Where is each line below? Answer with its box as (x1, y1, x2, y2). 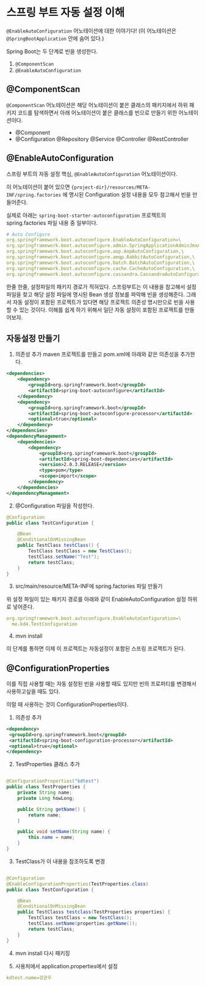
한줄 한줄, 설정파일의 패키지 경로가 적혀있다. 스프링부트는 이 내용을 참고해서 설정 (6, 283, 197, 290)
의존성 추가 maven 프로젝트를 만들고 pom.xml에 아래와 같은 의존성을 (15, 350, 179, 358)
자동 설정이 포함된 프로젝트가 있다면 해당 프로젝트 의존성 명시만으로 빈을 (12, 298, 184, 306)
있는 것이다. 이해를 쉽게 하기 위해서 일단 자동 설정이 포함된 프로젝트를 (19, 306, 184, 313)
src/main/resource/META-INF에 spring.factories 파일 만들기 (15, 582, 163, 590)
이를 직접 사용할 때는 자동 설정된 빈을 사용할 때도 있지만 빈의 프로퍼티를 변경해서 (6, 680, 197, 687)
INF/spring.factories (6, 192, 62, 198)
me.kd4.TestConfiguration (12, 621, 78, 628)
